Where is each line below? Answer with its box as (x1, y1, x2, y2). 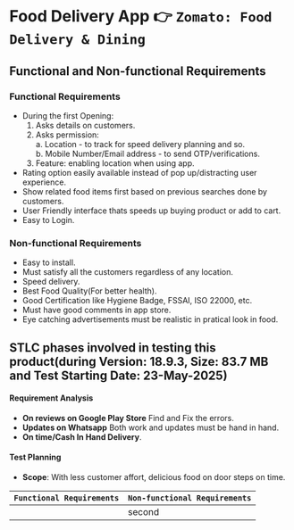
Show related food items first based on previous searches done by (21, 186, 268, 196)
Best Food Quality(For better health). (21, 286, 157, 296)
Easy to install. (21, 257, 76, 268)
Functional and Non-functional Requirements (9, 63, 266, 79)
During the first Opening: (21, 110, 114, 120)
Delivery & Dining (9, 31, 146, 48)
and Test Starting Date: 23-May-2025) (9, 368, 228, 383)
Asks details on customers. (35, 120, 136, 130)
